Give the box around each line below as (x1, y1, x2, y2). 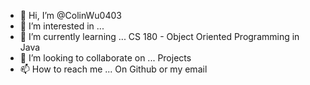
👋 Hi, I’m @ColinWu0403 (19, 10, 122, 21)
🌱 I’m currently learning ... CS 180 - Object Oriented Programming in (19, 31, 300, 42)
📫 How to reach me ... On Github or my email (19, 63, 208, 75)
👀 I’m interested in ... (19, 20, 105, 32)
